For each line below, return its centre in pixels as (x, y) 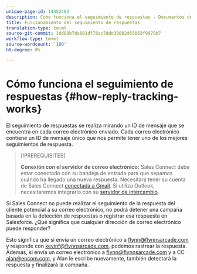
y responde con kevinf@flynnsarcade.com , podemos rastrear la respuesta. (97, 246)
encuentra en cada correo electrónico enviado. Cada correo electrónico (93, 131)
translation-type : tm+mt (36, 28)
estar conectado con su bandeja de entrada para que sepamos (96, 173)
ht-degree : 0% (23, 50)
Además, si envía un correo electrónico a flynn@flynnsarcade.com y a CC (95, 252)
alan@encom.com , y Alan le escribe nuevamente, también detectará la (91, 258)
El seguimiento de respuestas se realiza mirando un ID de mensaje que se (95, 125)
